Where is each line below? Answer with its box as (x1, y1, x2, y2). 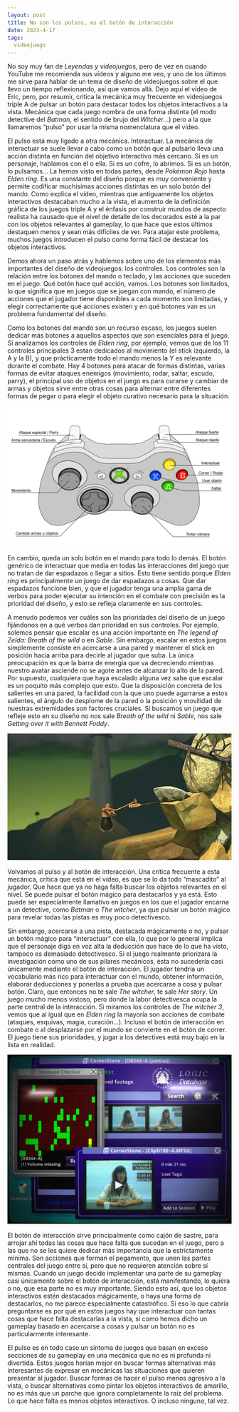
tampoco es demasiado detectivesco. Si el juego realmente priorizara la (7, 949, 218, 958)
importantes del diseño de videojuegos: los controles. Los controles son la (7, 264, 225, 273)
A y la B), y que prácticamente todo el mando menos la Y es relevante (7, 354, 212, 363)
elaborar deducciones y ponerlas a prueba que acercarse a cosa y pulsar (7, 979, 223, 988)
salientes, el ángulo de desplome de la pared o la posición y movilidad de (7, 697, 222, 705)
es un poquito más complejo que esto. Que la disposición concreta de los (7, 682, 223, 690)
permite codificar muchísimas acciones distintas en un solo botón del (7, 182, 211, 191)
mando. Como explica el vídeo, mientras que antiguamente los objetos (7, 190, 214, 198)
